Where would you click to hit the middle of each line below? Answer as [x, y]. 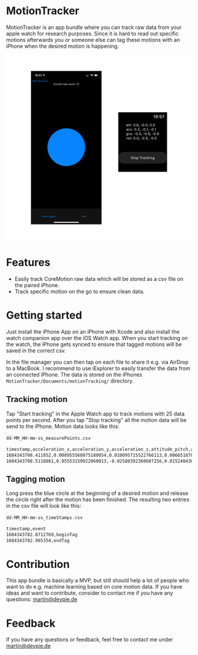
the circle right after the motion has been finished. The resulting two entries [98, 500]
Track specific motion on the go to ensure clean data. [80, 291]
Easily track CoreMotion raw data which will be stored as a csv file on [99, 278]
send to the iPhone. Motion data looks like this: [63, 426]
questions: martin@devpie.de [42, 599]
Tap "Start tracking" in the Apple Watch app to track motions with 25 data [95, 414]
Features [28, 263]
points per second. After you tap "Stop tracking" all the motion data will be [96, 420]
